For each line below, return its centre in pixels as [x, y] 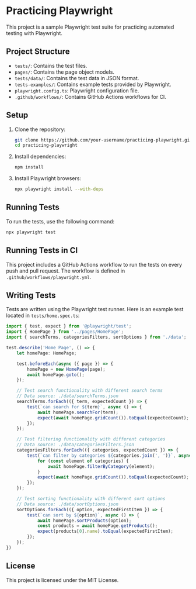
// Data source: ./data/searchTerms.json [67, 396]
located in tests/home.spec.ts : [43, 316]
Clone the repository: [40, 129]
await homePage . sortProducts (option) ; [84, 521]
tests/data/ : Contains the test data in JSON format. [77, 78]
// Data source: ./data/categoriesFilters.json [75, 445]
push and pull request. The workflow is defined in [66, 271]
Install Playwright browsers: [48, 178]
